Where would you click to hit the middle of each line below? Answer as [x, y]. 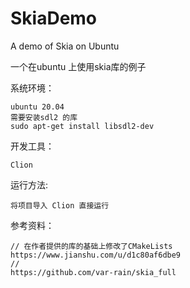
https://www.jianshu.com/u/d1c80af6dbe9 [96, 255]
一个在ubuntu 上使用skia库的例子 [78, 66]
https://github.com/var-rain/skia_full [93, 272]
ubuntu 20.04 [37, 107]
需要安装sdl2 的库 [44, 117]
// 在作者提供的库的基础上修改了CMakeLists [91, 246]
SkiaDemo [54, 18]
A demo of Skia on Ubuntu [65, 46]
